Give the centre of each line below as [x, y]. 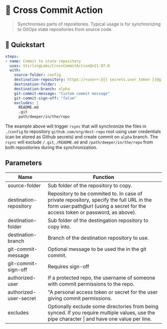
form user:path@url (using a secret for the [97, 206]
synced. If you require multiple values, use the [102, 313]
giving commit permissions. [80, 298]
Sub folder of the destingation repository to [98, 220]
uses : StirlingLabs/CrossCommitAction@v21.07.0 [60, 66]
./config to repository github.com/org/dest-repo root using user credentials [83, 131]
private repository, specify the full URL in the [100, 200]
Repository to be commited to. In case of [95, 193]
